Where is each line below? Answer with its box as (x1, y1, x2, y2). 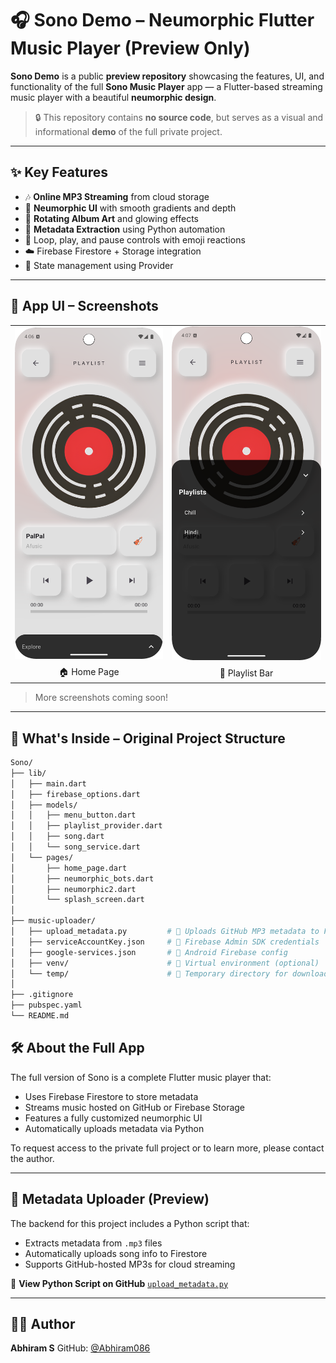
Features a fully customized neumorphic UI (24, 1112, 203, 1124)
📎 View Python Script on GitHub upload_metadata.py (10, 1277, 229, 1289)
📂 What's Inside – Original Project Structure (10, 730, 286, 747)
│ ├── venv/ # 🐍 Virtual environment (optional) (10, 958, 320, 968)
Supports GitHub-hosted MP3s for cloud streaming (24, 1258, 236, 1270)
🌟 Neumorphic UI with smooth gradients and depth (24, 202, 237, 214)
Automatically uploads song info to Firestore (24, 1247, 208, 1259)
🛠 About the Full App (10, 1040, 145, 1057)
